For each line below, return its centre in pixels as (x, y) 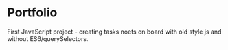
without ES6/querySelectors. (48, 38)
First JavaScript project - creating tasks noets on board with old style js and (114, 32)
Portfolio (32, 13)
